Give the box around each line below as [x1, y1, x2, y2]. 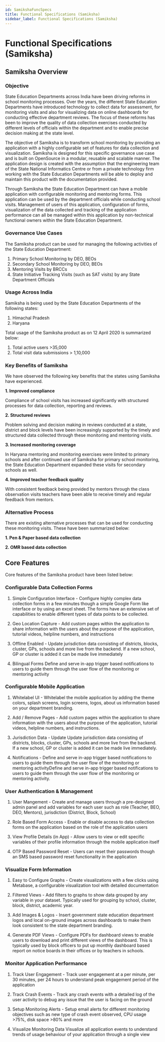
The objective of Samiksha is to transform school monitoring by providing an [5, 140, 161, 146]
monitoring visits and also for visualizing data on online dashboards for [5, 109, 149, 115]
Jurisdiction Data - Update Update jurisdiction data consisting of [12, 735, 143, 740]
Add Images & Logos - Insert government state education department [12, 912, 154, 918]
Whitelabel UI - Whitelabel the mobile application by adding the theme [12, 694, 155, 700]
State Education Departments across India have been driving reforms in [5, 94, 150, 100]
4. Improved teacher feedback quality [5, 476, 84, 483]
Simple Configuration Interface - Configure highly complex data [12, 595, 142, 601]
